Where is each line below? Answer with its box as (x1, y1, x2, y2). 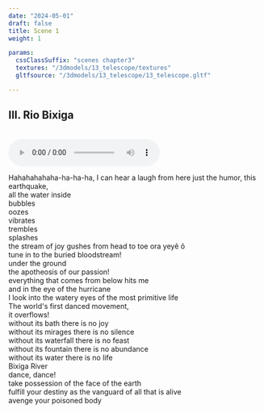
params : (8, 49, 35, 57)
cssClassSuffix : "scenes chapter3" (15, 56, 136, 65)
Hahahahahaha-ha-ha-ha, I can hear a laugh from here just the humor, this (8, 173, 257, 182)
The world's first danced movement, (8, 301, 129, 311)
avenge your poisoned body (8, 395, 103, 405)
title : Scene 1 (8, 27, 60, 35)
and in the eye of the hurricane (8, 284, 111, 294)
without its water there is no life (8, 353, 113, 362)
